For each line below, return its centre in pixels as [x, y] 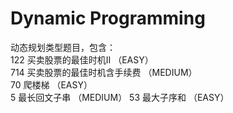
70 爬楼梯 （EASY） [51, 84]
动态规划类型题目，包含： [63, 47]
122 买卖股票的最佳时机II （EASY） [82, 59]
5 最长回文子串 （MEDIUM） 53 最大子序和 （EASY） [120, 97]
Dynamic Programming [108, 18]
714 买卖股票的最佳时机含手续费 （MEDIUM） [104, 72]
